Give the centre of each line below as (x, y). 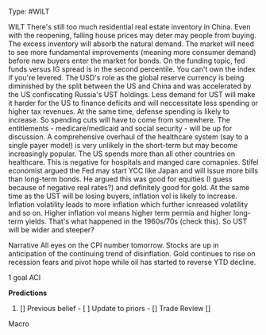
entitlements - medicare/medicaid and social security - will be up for (120, 128)
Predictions (28, 293)
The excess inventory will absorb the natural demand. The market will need (131, 44)
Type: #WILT (29, 12)
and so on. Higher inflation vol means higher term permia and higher (120, 213)
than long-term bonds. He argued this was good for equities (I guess (120, 179)
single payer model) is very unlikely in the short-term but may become (123, 145)
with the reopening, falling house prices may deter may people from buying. (132, 35)
